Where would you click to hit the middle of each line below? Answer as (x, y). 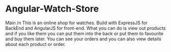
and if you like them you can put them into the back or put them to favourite (84, 33)
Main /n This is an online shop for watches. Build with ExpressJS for (76, 23)
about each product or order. (36, 44)
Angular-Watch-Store (52, 9)
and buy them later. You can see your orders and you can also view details (83, 39)
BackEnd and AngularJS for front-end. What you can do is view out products (85, 28)
